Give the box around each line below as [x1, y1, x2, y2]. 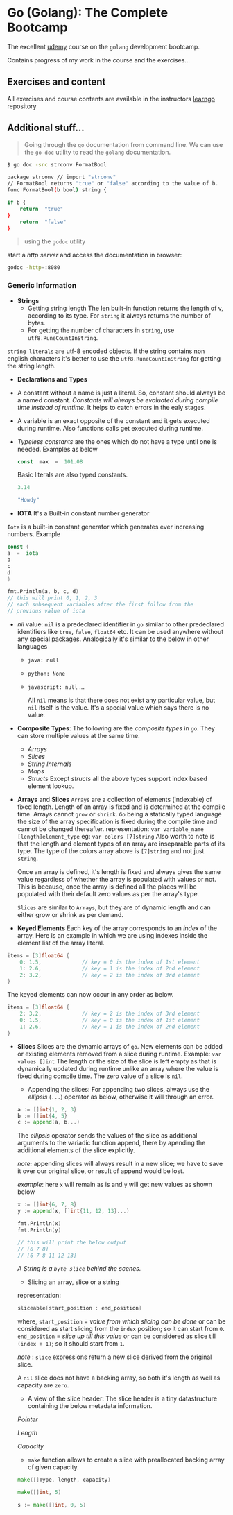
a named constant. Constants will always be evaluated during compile [17, 395, 218, 404]
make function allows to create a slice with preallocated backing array [27, 1455, 225, 1464]
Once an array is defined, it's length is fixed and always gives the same [17, 867, 221, 875]
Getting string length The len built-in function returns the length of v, [27, 304, 224, 312]
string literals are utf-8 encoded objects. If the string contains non [7, 347, 205, 355]
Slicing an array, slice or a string [27, 1278, 120, 1286]
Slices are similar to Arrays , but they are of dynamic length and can [17, 903, 212, 911]
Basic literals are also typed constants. [17, 470, 128, 479]
